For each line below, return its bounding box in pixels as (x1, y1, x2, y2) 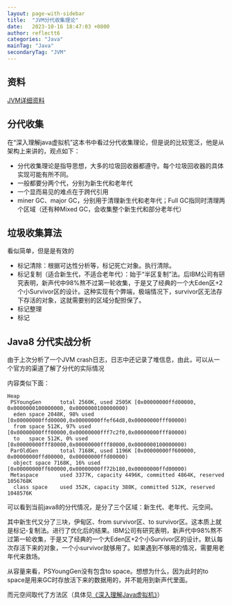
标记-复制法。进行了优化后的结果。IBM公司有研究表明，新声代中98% (12, 527, 211, 535)
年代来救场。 (7, 552, 44, 561)
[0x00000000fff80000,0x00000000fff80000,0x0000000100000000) (7, 441, 188, 448)
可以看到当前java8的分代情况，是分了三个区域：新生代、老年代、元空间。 (7, 503, 217, 511)
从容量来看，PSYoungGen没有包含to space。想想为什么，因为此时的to (7, 567, 209, 576)
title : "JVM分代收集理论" (7, 17, 79, 24)
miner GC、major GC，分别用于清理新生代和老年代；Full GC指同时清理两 (17, 196, 226, 205)
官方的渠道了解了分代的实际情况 (12, 364, 105, 373)
